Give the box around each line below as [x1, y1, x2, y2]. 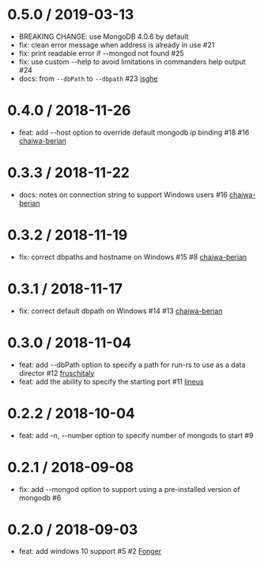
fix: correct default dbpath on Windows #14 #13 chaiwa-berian [18, 306, 223, 316]
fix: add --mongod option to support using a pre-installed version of [18, 484, 240, 494]
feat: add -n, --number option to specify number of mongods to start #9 [18, 430, 254, 440]
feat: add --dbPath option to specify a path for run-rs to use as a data [18, 360, 246, 369]
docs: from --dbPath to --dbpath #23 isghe [18, 74, 158, 83]
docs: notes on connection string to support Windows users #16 [18, 190, 228, 199]
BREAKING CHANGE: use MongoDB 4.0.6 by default [18, 32, 189, 41]
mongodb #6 [18, 493, 62, 502]
